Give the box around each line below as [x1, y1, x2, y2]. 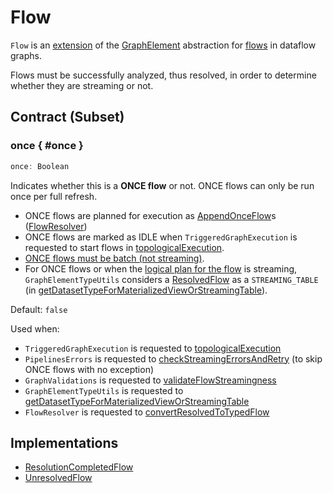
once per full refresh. [10, 190, 98, 202]
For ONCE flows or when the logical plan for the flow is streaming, [24, 262, 298, 275]
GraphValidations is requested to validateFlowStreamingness [24, 374, 277, 386]
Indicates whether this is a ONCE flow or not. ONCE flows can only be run [10, 179, 315, 191]
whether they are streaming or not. [10, 79, 154, 91]
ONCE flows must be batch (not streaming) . [24, 252, 205, 264]
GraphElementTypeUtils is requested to [24, 384, 184, 396]
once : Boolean [10, 161, 70, 171]
